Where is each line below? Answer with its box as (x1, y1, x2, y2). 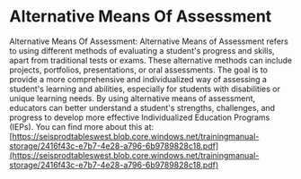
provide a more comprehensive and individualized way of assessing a (9, 73, 268, 84)
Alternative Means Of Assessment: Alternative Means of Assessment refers (9, 36, 289, 47)
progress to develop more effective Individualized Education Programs (9, 112, 270, 123)
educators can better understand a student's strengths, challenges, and (9, 102, 276, 113)
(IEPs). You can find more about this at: (9, 121, 155, 132)
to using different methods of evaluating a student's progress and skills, (9, 45, 276, 55)
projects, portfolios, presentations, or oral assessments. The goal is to (9, 64, 268, 75)
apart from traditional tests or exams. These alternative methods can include (9, 55, 293, 65)
